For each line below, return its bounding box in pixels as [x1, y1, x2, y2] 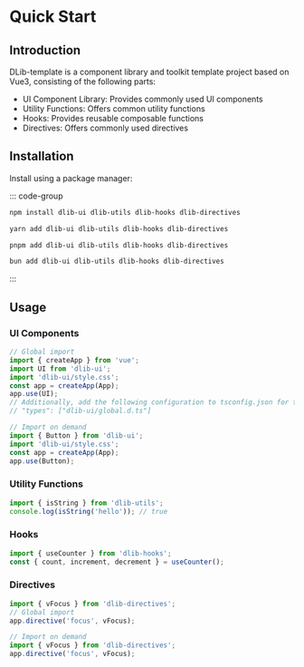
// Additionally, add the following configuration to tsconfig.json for [9, 398, 290, 407]
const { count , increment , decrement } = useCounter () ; [9, 557, 224, 566]
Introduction [9, 43, 81, 58]
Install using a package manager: [9, 172, 133, 183]
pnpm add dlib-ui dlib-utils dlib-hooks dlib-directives [9, 240, 229, 250]
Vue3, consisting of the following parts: [9, 76, 157, 87]
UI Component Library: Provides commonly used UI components [22, 93, 264, 104]
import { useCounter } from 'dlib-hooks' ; [9, 548, 172, 558]
